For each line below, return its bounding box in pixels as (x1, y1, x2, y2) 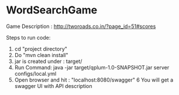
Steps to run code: (6, 34, 51, 41)
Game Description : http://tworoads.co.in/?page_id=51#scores (6, 23, 156, 30)
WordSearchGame (6, 3, 98, 17)
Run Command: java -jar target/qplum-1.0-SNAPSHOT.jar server (14, 64, 170, 71)
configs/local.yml (14, 70, 57, 77)
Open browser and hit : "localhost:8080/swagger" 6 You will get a (14, 76, 174, 83)
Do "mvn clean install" (14, 51, 68, 58)
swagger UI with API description (14, 82, 92, 89)
